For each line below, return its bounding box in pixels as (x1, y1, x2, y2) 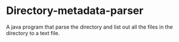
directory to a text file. (6, 29, 60, 36)
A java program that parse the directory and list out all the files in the (6, 23, 173, 30)
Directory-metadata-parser (6, 4, 144, 17)
